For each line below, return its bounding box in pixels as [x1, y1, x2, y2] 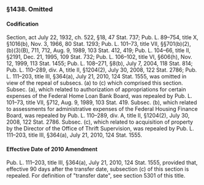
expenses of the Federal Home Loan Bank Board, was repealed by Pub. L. [6, 92, 193, 100]
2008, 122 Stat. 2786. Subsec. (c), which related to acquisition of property [6, 118, 194, 126]
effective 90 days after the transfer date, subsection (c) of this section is [6, 165, 189, 173]
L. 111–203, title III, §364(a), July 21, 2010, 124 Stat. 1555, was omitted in [6, 73, 187, 80]
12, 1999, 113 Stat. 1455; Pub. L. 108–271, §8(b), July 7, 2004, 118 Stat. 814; [6, 60, 193, 67]
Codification [6, 20, 39, 28]
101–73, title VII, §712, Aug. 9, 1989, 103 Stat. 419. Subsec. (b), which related [6, 99, 197, 106]
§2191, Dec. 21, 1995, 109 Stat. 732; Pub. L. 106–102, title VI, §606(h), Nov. [6, 53, 193, 61]
